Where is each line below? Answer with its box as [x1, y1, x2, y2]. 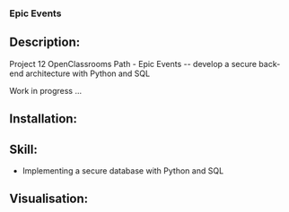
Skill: [9, 141, 39, 157]
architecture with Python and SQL [25, 68, 151, 79]
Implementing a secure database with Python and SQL [22, 165, 224, 176]
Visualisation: [9, 191, 89, 207]
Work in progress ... [9, 85, 83, 96]
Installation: [9, 111, 78, 127]
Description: [9, 35, 81, 50]
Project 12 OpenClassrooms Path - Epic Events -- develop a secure [9, 58, 258, 69]
